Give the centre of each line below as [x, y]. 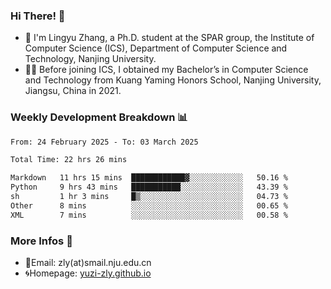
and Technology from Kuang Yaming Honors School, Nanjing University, [173, 80]
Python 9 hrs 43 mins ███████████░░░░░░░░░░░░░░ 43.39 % [149, 187]
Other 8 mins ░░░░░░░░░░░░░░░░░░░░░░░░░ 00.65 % [149, 205]
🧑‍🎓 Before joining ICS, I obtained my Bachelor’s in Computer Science [166, 70]
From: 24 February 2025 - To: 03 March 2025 [104, 142]
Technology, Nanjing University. [90, 59]
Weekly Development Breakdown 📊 [99, 117]
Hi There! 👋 [38, 16]
